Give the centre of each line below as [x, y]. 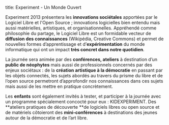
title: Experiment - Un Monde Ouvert [43, 7]
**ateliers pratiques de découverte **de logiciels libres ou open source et [82, 107]
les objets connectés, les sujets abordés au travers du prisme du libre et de [84, 75]
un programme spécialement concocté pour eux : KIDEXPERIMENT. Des [81, 102]
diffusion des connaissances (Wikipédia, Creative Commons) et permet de [84, 39]
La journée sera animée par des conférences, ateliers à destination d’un [81, 59]
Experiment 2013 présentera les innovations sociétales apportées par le [81, 17]
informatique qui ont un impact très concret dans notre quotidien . [75, 50]
